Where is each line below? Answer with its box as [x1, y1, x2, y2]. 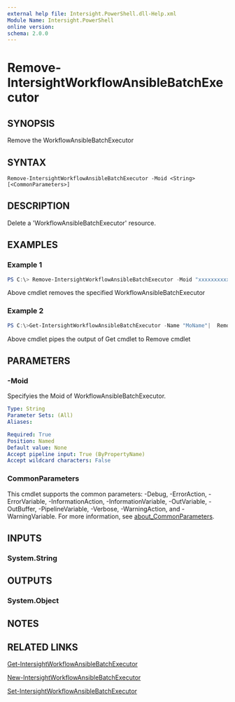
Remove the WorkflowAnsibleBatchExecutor [7, 136, 134, 144]
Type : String [7, 406, 45, 413]
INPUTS [7, 532, 42, 544]
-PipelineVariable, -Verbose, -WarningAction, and [38, 504, 180, 513]
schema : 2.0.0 [7, 29, 49, 37]
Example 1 [7, 260, 43, 270]
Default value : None [7, 444, 68, 451]
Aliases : [7, 418, 33, 426]
